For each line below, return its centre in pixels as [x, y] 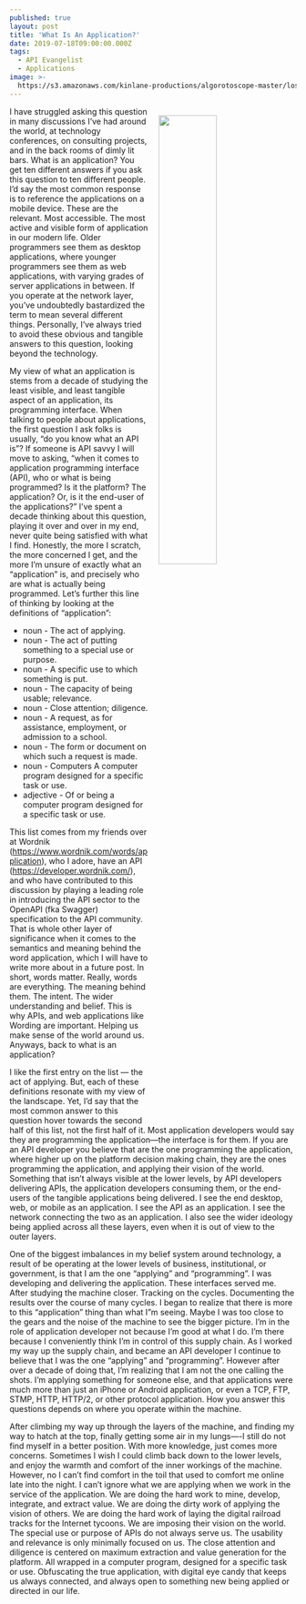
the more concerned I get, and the [74, 554]
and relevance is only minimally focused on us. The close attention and [143, 1542]
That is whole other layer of [61, 929]
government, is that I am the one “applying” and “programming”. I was [141, 1273]
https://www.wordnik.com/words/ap [80, 851]
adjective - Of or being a [69, 795]
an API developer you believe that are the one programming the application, [151, 1149]
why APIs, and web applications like [76, 1015]
